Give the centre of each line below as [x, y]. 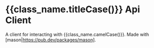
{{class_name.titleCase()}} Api [73, 9]
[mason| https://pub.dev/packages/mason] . [51, 40]
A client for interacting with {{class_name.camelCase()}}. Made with [77, 34]
